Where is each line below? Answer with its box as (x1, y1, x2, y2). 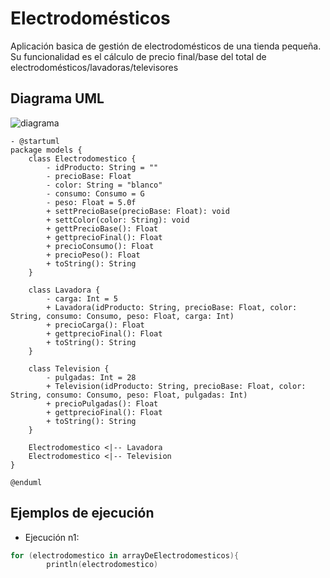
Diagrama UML (10, 90, 105, 107)
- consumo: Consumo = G (46, 188, 145, 199)
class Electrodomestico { (28, 153, 137, 164)
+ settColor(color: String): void (46, 215, 190, 225)
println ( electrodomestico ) (46, 560, 159, 570)
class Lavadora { (28, 285, 101, 295)
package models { (10, 145, 83, 155)
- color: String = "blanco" (46, 180, 163, 190)
